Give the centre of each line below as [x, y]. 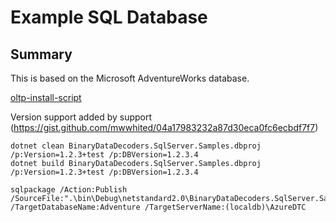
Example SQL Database [109, 17]
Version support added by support [81, 117]
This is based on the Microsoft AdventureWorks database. [130, 78]
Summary [41, 54]
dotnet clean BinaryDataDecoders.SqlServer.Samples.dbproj [136, 146]
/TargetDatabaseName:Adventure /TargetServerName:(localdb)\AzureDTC [158, 207]
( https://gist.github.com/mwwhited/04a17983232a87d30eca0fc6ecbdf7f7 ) [164, 127]
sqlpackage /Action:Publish [69, 190]
